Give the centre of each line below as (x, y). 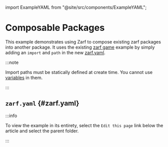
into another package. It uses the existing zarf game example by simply (80, 47)
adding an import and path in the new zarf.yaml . (55, 52)
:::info (11, 116)
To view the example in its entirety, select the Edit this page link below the (85, 125)
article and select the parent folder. (42, 131)
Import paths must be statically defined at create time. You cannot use (79, 72)
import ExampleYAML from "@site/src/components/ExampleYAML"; (76, 7)
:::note (12, 62)
